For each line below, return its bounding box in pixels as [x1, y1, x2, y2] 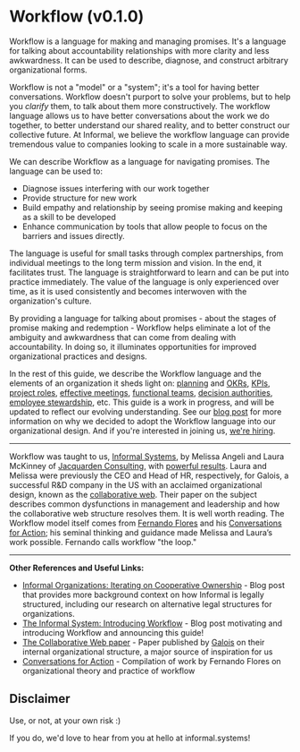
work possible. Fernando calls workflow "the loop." [9, 536, 197, 547]
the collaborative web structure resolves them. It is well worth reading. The [9, 508, 285, 518]
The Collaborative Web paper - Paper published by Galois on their [21, 637, 265, 647]
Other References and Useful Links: [9, 562, 145, 573]
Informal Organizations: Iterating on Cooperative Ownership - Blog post [21, 579, 286, 590]
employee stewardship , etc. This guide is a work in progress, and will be [9, 397, 275, 407]
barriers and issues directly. [21, 230, 125, 241]
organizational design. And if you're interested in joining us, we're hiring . [9, 425, 276, 436]
